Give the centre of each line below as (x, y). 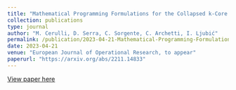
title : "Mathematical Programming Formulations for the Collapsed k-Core (118, 14)
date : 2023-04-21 (33, 46)
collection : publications (45, 20)
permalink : (23, 40)
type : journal (28, 27)
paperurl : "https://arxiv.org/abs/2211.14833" (77, 59)
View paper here (31, 79)
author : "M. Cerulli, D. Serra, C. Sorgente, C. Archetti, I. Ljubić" (113, 33)
